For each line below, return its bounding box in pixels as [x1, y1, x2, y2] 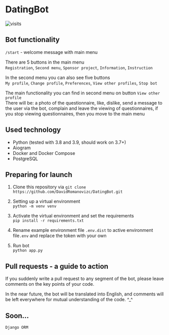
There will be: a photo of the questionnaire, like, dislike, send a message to [5, 100, 162, 106]
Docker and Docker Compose [12, 150, 76, 156]
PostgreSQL [12, 155, 38, 162]
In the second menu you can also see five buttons [5, 74, 110, 81]
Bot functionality [5, 35, 60, 44]
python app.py [12, 248, 43, 253]
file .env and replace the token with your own [12, 232, 107, 239]
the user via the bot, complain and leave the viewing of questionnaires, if [5, 105, 158, 111]
